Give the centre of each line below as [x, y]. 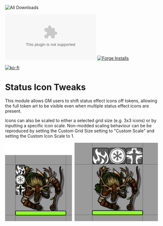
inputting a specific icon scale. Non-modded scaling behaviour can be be [78, 125]
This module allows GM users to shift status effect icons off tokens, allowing [81, 101]
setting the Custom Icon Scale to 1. [40, 136]
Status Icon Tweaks [46, 87]
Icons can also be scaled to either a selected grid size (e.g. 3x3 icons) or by [81, 120]
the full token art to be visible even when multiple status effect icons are [77, 106]
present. [13, 111]
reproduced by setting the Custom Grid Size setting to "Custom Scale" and [80, 131]
